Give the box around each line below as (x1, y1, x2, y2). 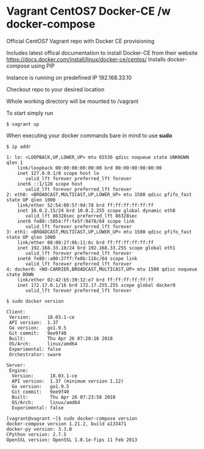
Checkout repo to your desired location (6, 85, 105, 93)
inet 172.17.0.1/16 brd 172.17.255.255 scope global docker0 (17, 282, 175, 288)
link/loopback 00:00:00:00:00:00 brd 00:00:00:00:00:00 (17, 164, 163, 171)
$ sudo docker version (6, 298, 64, 304)
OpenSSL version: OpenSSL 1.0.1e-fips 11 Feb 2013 (6, 437, 138, 443)
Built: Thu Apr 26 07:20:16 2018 (9, 335, 113, 342)
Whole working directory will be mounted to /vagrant (6, 97, 139, 105)
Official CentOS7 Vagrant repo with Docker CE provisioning (6, 37, 155, 44)
